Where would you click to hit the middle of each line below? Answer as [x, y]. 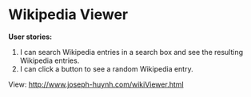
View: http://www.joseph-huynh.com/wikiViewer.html [96, 84]
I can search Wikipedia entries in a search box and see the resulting [131, 52]
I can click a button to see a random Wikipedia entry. [106, 68]
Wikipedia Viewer [68, 15]
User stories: [30, 37]
